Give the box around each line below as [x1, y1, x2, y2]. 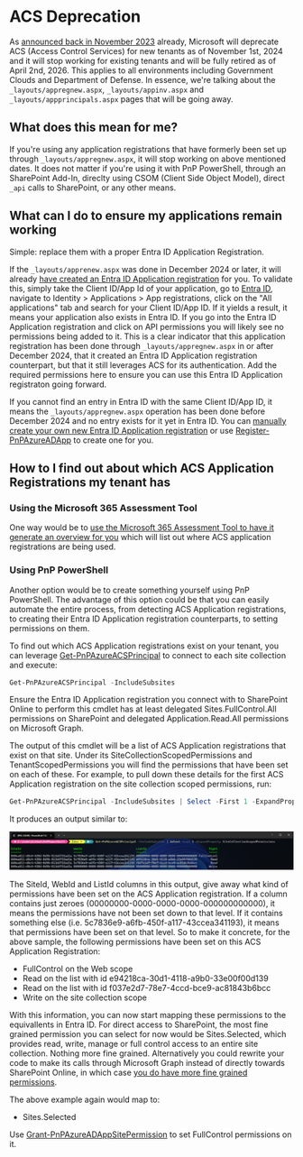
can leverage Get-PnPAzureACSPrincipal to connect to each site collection [9, 649, 287, 660]
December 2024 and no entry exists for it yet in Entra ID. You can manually [9, 415, 287, 426]
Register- [235, 425, 271, 436]
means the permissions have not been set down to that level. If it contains [9, 907, 283, 918]
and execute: [9, 659, 58, 670]
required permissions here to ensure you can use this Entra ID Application [9, 369, 283, 380]
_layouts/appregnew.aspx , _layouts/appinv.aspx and [9, 84, 205, 95]
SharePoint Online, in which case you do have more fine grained [9, 1067, 248, 1078]
